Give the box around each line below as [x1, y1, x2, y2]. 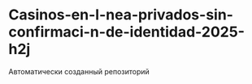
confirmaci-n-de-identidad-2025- [8, 23, 245, 41]
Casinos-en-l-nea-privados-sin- [8, 6, 234, 24]
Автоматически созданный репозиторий [8, 66, 150, 76]
